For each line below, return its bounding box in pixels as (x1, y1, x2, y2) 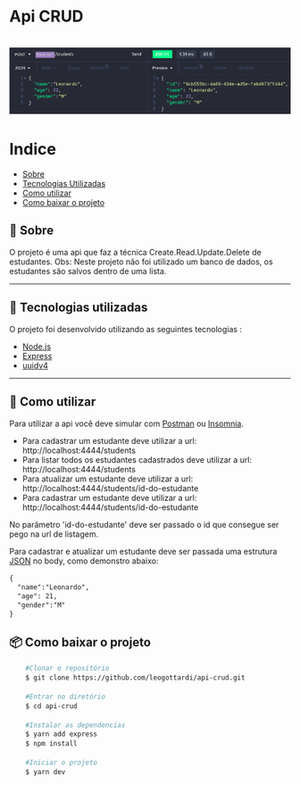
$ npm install (25, 739, 78, 748)
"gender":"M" (17, 600, 66, 609)
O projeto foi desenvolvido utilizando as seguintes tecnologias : (9, 323, 243, 334)
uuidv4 (21, 360, 49, 371)
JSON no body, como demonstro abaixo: (9, 555, 159, 566)
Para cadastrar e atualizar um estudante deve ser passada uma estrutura (9, 546, 278, 556)
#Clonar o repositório (25, 664, 110, 673)
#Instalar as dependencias (25, 721, 126, 730)
